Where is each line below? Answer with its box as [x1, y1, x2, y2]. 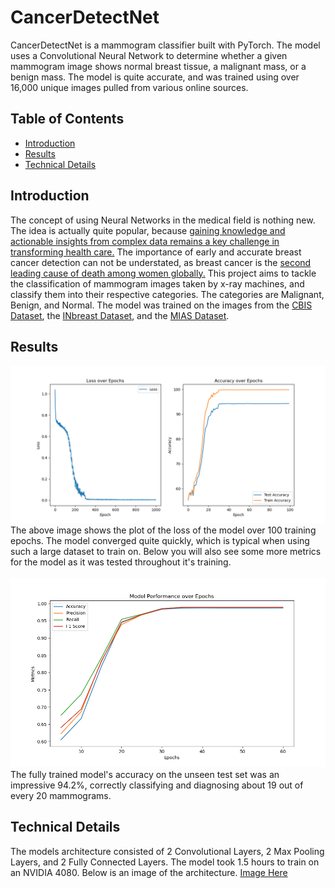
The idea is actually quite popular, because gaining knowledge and [10, 224, 286, 236]
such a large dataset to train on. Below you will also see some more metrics [10, 546, 322, 558]
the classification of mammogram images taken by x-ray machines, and [10, 277, 305, 290]
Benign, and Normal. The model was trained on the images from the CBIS [10, 299, 313, 311]
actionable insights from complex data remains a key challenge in [10, 235, 280, 247]
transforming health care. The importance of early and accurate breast [10, 246, 302, 258]
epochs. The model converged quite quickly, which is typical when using [10, 535, 310, 547]
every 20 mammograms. [10, 789, 112, 801]
